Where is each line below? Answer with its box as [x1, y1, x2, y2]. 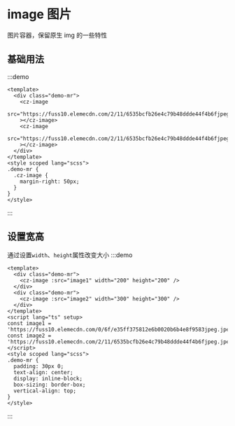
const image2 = [7, 332, 52, 339]
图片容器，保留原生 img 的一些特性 [7, 31, 108, 39]
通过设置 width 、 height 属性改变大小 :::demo [7, 250, 133, 259]
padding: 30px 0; [13, 362, 64, 370]
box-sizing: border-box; [13, 381, 86, 388]
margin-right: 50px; [20, 178, 80, 185]
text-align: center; [13, 369, 73, 376]
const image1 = [7, 319, 52, 327]
